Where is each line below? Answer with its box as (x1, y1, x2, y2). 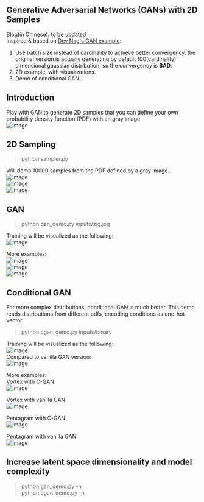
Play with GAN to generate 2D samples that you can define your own (6, 108, 178, 116)
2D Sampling (6, 140, 56, 150)
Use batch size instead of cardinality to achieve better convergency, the (15, 49, 196, 56)
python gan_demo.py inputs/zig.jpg (21, 221, 110, 228)
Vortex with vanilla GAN (6, 396, 66, 404)
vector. (6, 317, 24, 324)
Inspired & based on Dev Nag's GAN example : (6, 37, 122, 44)
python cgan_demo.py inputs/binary (21, 328, 113, 336)
